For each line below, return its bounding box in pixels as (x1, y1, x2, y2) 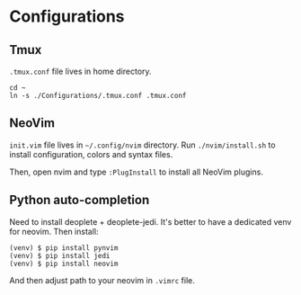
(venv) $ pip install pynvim (9, 243, 119, 253)
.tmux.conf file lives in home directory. (9, 66, 152, 76)
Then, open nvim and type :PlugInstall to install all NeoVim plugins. (9, 166, 263, 177)
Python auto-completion (9, 192, 150, 208)
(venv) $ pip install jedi (9, 251, 111, 260)
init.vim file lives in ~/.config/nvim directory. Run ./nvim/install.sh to (9, 139, 276, 150)
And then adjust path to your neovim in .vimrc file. (9, 274, 195, 285)
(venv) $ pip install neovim (9, 259, 119, 268)
